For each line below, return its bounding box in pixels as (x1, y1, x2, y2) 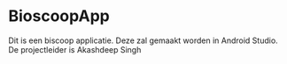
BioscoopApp (8, 6, 110, 26)
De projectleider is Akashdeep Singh (8, 44, 142, 54)
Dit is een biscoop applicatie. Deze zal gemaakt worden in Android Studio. (8, 35, 278, 46)
